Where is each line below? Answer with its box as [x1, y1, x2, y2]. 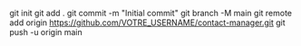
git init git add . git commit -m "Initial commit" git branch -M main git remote [9, 8, 293, 18]
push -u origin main [9, 27, 83, 37]
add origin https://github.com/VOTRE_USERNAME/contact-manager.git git [9, 17, 286, 28]
